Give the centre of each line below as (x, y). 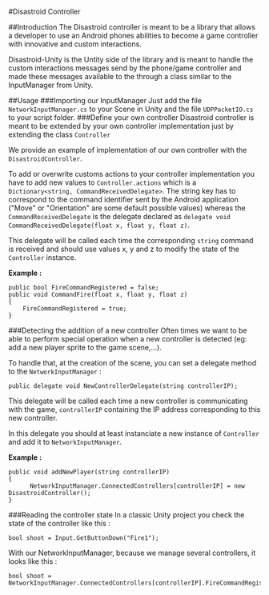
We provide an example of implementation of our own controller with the (128, 150)
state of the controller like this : (59, 523)
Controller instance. (42, 258)
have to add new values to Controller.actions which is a (102, 182)
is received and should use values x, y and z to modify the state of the (124, 249)
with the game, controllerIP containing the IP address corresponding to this (134, 409)
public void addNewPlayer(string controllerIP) (89, 472)
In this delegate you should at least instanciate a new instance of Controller (134, 433)
